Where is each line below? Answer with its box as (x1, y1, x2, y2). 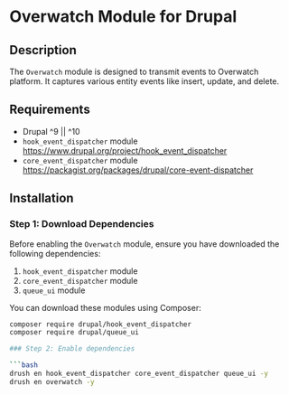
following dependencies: (9, 248, 101, 259)
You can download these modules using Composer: (9, 302, 201, 313)
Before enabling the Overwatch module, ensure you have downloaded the (9, 238, 280, 249)
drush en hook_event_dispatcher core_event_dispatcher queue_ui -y (9, 369, 269, 378)
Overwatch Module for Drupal (9, 6, 238, 27)
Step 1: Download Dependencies (9, 218, 154, 230)
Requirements (9, 102, 90, 118)
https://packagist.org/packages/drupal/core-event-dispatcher (22, 165, 254, 175)
